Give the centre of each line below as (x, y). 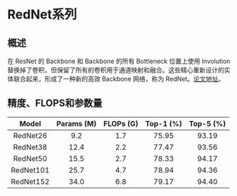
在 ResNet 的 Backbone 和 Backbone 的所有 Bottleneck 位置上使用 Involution (119, 61)
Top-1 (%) (163, 123)
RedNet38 (30, 147)
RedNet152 (30, 181)
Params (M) (76, 123)
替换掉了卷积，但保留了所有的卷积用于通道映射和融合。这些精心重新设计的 (116, 70)
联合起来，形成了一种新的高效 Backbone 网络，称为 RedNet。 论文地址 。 (119, 79)
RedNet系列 (42, 15)
